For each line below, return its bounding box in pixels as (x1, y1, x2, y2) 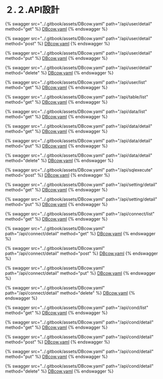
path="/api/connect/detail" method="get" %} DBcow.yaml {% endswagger (5, 230, 156, 236)
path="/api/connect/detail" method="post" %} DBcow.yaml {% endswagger (5, 250, 158, 256)
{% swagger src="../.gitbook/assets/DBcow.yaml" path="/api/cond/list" (5, 304, 149, 310)
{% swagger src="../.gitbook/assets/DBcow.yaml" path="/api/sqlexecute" (5, 167, 153, 173)
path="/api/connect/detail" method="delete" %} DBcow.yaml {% (5, 290, 135, 296)
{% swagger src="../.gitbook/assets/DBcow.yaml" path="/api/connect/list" (5, 210, 155, 217)
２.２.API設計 (5, 4, 60, 16)
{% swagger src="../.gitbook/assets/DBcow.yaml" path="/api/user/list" (5, 79, 147, 85)
